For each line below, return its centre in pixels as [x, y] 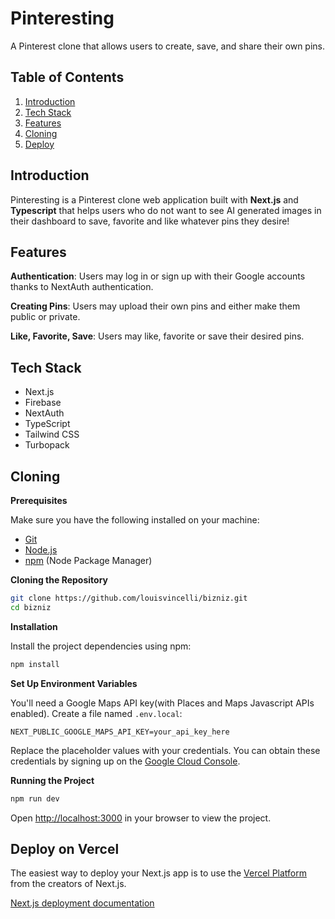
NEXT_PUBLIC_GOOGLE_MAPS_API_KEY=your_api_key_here [120, 732]
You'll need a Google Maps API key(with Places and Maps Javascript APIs [162, 703]
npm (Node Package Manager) [88, 560]
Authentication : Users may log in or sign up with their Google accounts [158, 276]
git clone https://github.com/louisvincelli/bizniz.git [129, 598]
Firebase [43, 403]
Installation [34, 626]
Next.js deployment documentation [82, 903]
